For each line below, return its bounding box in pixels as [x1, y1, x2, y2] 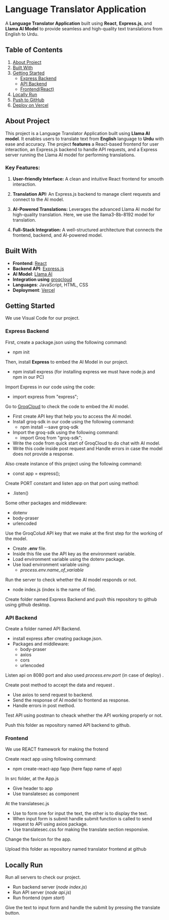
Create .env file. [12, 545, 47, 551]
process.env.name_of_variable [20, 566, 84, 573]
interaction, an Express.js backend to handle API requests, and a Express [5, 146, 158, 152]
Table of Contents [5, 46, 63, 54]
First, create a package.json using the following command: [5, 339, 128, 345]
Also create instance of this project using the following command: [5, 460, 142, 466]
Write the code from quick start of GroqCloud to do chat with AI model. [12, 440, 160, 446]
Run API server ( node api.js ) [12, 889, 72, 896]
